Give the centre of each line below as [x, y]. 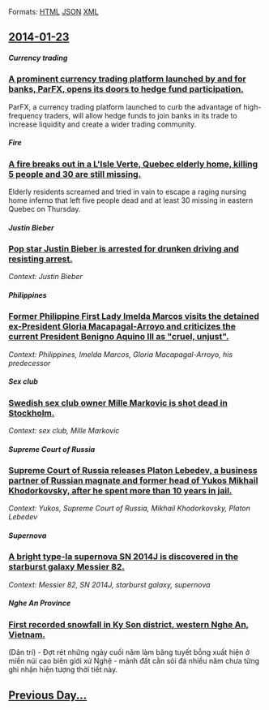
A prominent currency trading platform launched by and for [127, 79]
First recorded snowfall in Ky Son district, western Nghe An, [129, 624]
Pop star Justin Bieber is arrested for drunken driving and [124, 249]
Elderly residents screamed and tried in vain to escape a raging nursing [128, 192]
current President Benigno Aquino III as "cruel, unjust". [119, 337]
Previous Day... [48, 695]
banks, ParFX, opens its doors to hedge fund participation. [126, 89]
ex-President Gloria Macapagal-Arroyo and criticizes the [122, 326]
